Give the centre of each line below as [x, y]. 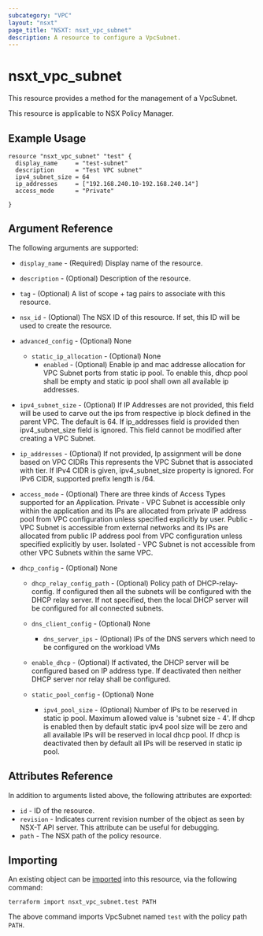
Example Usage [47, 138]
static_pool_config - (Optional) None [93, 694]
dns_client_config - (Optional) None [91, 623]
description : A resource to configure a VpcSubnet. [94, 37]
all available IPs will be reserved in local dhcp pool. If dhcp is [141, 734]
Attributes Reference [61, 776]
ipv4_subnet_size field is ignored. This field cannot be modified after [130, 429]
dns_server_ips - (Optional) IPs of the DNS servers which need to [149, 638]
